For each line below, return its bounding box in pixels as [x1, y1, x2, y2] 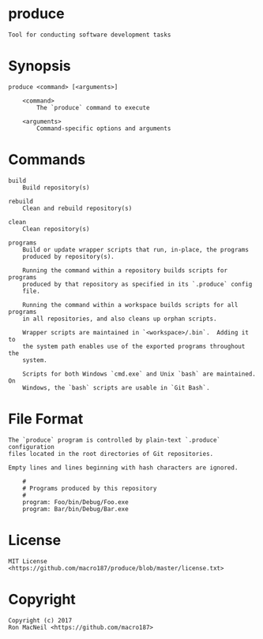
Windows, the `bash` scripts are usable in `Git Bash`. [22, 383, 211, 391]
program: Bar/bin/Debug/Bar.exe [22, 505, 129, 513]
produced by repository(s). [22, 252, 115, 260]
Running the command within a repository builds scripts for [22, 266, 227, 275]
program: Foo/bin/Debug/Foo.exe [22, 498, 129, 506]
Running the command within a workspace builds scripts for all [22, 301, 239, 308]
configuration [8, 443, 55, 450]
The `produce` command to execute [36, 103, 150, 111]
